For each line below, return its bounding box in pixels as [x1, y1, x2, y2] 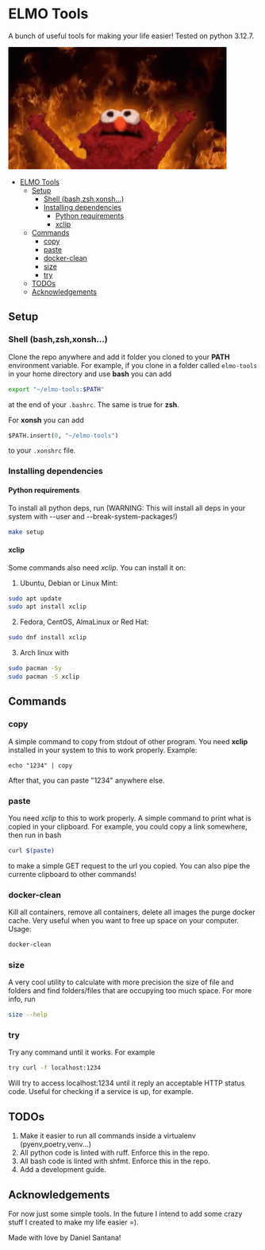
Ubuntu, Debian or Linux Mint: [19, 578, 118, 588]
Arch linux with [19, 648, 69, 658]
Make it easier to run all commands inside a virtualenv [19, 1131, 196, 1141]
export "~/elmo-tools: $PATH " [8, 385, 105, 394]
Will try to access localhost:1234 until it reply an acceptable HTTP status [8, 1078, 245, 1088]
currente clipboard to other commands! [8, 869, 137, 879]
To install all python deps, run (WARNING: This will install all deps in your [8, 503, 246, 513]
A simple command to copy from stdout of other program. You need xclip [8, 736, 248, 746]
